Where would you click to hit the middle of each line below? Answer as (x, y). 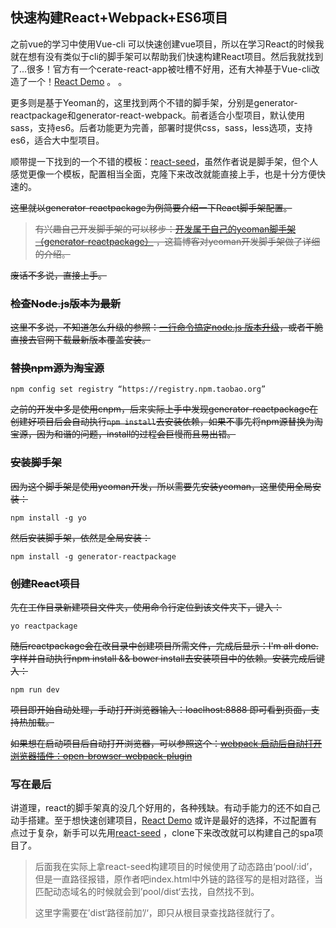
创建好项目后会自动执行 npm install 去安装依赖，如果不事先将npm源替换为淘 (166, 422)
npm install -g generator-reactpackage (93, 556)
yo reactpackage (44, 626)
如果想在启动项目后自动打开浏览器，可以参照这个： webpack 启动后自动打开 (166, 743)
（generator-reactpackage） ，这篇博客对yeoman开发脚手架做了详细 (177, 241)
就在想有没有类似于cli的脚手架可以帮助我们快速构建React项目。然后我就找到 (167, 56)
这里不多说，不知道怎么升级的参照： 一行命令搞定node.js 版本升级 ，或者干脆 (167, 327)
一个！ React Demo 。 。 (77, 81)
